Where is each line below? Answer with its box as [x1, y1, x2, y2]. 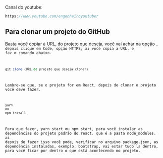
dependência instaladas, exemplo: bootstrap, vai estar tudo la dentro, [5, 144, 159, 149]
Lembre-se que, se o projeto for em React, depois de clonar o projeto [5, 82, 156, 87]
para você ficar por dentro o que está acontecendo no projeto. [5, 149, 141, 154]
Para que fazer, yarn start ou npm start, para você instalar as [5, 127, 143, 132]
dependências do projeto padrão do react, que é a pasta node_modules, [5, 131, 156, 136]
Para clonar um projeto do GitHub [5, 27, 110, 36]
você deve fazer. [5, 87, 41, 92]
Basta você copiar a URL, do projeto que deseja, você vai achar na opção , [5, 41, 159, 47]
